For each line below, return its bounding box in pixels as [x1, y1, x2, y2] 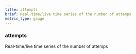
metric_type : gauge [5, 16, 45, 21]
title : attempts [5, 7, 38, 12]
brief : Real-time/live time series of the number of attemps [5, 12, 132, 17]
